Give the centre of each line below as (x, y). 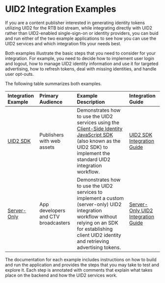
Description (91, 102)
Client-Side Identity (100, 128)
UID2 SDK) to (92, 147)
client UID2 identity (99, 235)
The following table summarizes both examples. (54, 83)
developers (52, 210)
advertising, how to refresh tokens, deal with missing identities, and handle (81, 69)
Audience (51, 102)
